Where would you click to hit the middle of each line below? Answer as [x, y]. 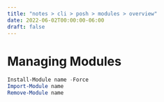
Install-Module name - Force [48, 80]
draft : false [26, 27]
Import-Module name [36, 87]
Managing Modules [65, 61]
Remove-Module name [36, 93]
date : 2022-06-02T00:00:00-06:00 [56, 20]
